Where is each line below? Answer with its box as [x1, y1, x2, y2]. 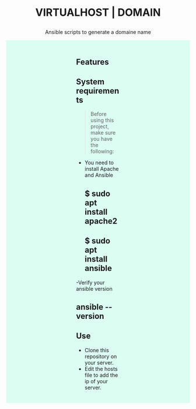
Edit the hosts [84, 365, 118, 372]
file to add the [84, 372, 118, 379]
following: [90, 148, 114, 155]
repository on [84, 353, 117, 360]
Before [90, 111, 107, 118]
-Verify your [76, 279, 105, 286]
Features [76, 57, 109, 67]
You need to [84, 159, 114, 166]
